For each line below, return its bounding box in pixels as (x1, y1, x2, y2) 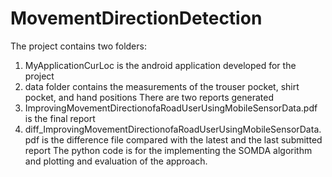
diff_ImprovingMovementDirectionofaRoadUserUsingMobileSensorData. (24, 123, 322, 135)
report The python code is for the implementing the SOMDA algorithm (24, 144, 313, 156)
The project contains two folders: (10, 40, 147, 52)
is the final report (24, 112, 96, 124)
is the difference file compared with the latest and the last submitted (41, 133, 323, 146)
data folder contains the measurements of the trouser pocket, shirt (24, 80, 300, 92)
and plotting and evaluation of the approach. (24, 155, 208, 167)
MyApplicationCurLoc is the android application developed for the (24, 59, 297, 71)
